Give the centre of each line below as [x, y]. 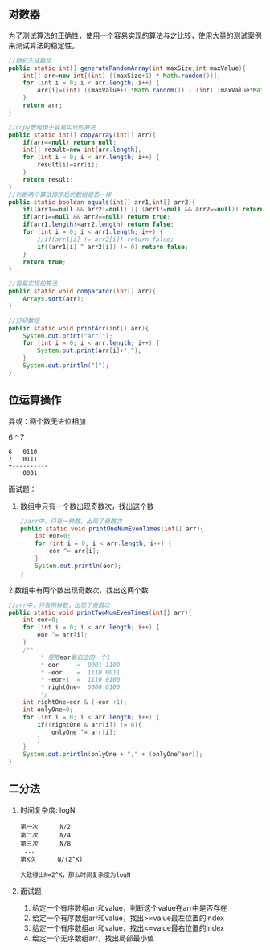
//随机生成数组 [30, 60]
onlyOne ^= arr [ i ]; [84, 732]
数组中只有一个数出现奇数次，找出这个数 [87, 506]
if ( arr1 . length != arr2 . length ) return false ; [98, 225]
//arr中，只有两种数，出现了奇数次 [59, 605]
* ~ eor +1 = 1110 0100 [80, 680]
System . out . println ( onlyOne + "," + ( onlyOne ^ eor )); [113, 755]
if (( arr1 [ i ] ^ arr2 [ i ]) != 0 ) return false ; [113, 247]
